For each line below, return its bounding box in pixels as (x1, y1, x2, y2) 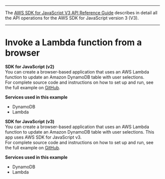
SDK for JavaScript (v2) (5, 64, 55, 70)
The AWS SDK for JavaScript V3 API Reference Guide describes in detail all (5, 10, 158, 15)
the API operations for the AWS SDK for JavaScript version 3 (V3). (5, 15, 139, 21)
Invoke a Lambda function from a (5, 37, 142, 48)
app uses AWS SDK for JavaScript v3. (5, 134, 82, 140)
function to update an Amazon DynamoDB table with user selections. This (5, 129, 155, 135)
